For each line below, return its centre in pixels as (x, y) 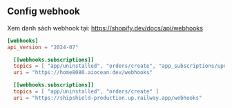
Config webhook (44, 11)
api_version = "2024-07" (43, 47)
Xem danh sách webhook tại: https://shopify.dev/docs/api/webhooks (105, 28)
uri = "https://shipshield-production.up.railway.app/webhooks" (108, 98)
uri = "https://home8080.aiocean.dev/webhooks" (83, 73)
